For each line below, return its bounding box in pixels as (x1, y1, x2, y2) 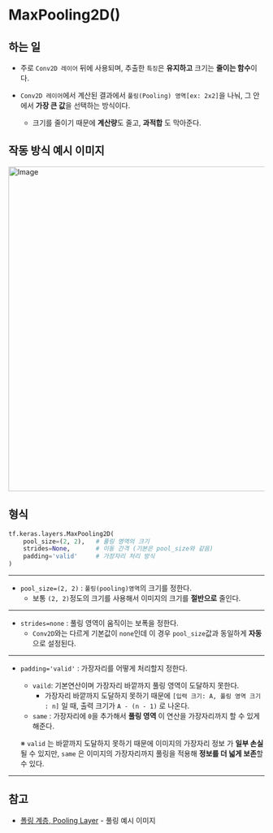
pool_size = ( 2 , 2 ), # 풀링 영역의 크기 (23, 537, 150, 546)
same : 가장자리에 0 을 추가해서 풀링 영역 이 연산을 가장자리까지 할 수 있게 (32, 711, 260, 720)
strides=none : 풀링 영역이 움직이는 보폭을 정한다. (19, 619, 179, 628)
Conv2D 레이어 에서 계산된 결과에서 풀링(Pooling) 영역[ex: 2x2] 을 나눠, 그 (19, 91, 252, 100)
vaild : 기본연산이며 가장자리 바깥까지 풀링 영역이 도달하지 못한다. (32, 680, 240, 690)
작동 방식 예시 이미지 (8, 144, 105, 158)
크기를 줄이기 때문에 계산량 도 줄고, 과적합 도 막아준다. (32, 118, 201, 127)
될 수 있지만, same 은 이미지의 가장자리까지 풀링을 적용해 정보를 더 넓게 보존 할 (19, 749, 264, 758)
